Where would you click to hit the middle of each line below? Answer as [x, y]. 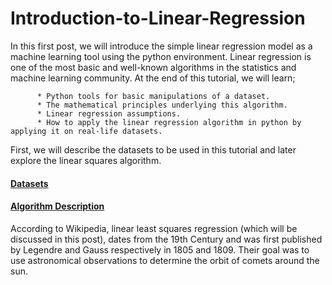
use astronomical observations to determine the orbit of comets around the [165, 260]
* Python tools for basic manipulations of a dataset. [153, 96]
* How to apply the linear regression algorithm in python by [169, 122]
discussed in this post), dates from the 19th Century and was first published [166, 239]
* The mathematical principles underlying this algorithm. [162, 105]
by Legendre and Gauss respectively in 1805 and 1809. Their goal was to [160, 249]
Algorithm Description [57, 206]
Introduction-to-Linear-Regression [158, 18]
